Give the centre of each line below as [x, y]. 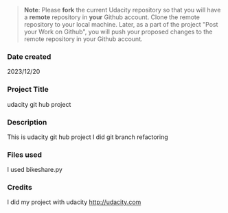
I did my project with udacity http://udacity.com [74, 202]
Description [27, 122]
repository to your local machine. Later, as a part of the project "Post [121, 24]
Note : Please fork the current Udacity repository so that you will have [122, 10]
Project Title [28, 90]
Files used [25, 155]
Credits [20, 188]
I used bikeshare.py [35, 170]
